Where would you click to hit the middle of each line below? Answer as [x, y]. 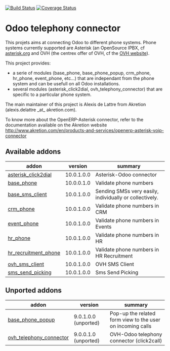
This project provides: [28, 63]
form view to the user [135, 320]
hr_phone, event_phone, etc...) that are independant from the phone [83, 78]
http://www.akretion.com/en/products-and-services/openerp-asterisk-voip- [85, 130]
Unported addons [34, 290]
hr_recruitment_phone [34, 252]
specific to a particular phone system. [52, 94]
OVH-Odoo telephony [136, 334]
